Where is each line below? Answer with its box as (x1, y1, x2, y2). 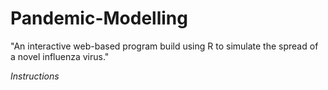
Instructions (10, 70, 60, 82)
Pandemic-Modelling (10, 7, 188, 30)
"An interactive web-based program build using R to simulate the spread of (10, 40, 319, 52)
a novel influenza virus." (10, 50, 110, 62)
